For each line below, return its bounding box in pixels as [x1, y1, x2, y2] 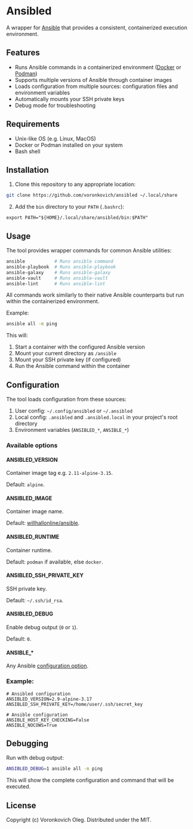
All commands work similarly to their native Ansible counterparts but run [6, 291, 184, 298]
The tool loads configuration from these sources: [6, 396, 127, 403]
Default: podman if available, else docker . [6, 558, 103, 565]
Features [6, 48, 40, 58]
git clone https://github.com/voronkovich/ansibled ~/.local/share [6, 193, 178, 199]
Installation [6, 164, 49, 175]
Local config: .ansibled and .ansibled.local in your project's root [14, 414, 178, 421]
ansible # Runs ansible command [6, 258, 114, 264]
